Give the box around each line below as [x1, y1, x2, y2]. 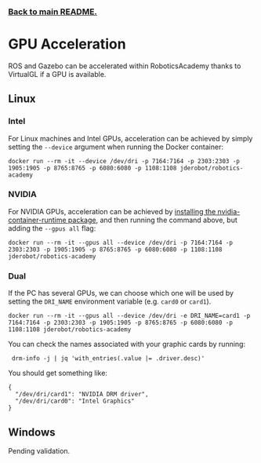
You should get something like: [8, 368, 108, 378]
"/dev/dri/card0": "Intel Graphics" [15, 397, 135, 406]
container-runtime [8, 215, 67, 224]
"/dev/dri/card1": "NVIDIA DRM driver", [15, 391, 149, 399]
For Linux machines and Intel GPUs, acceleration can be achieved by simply [8, 133, 253, 143]
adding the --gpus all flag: [8, 223, 96, 233]
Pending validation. [8, 446, 71, 455]
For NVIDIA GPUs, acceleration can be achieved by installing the [8, 206, 216, 216]
